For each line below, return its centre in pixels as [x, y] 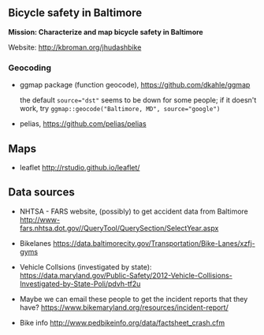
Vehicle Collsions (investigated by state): [86, 266]
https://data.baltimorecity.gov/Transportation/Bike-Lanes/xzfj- [154, 243]
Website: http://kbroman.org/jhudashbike [75, 47]
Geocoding [30, 68]
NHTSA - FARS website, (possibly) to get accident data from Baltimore [134, 211]
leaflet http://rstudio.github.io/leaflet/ [80, 167]
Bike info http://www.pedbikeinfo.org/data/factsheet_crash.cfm [122, 322]
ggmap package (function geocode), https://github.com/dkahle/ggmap [135, 85]
